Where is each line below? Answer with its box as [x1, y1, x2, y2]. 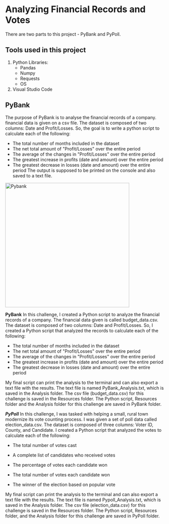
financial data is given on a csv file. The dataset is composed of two [5, 120, 147, 126]
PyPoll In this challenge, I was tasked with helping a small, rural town [5, 410, 149, 417]
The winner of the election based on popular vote [12, 481, 116, 488]
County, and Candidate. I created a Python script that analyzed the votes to [5, 427, 162, 433]
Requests [20, 75, 40, 82]
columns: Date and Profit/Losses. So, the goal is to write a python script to [5, 125, 160, 131]
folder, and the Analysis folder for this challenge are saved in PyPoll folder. [5, 513, 160, 519]
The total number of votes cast [12, 442, 77, 448]
